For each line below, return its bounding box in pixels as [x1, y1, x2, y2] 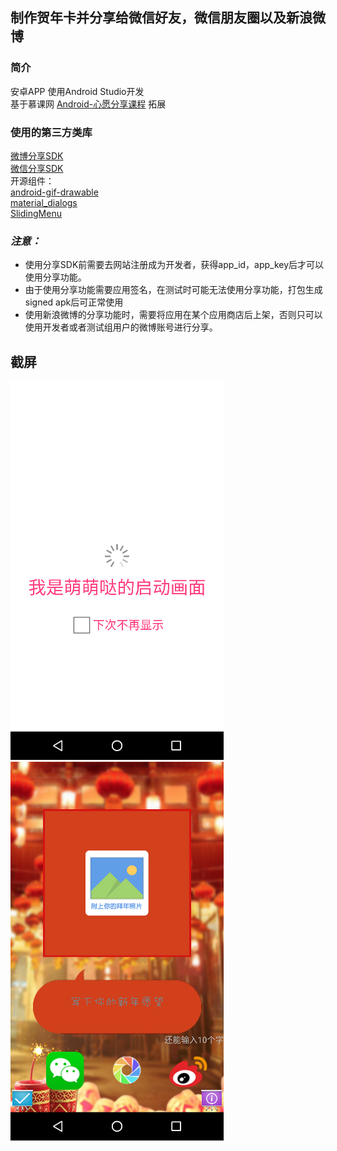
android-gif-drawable [10, 186, 99, 198]
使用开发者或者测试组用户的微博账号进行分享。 [24, 321, 218, 333]
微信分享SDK [10, 162, 64, 174]
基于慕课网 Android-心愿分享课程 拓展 [10, 98, 167, 110]
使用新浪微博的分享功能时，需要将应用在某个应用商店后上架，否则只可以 [24, 309, 323, 321]
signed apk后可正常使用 [24, 296, 124, 308]
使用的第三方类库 [10, 125, 93, 139]
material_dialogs [10, 196, 78, 208]
